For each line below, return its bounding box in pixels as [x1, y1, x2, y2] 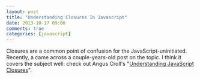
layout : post [6, 8, 39, 15]
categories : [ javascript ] [6, 31, 71, 37]
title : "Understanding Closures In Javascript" [6, 14, 128, 20]
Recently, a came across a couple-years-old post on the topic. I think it [6, 54, 182, 61]
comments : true [6, 25, 44, 32]
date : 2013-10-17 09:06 [6, 20, 66, 26]
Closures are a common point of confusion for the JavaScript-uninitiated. [6, 47, 187, 54]
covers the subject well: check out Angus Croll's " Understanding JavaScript [6, 60, 194, 68]
